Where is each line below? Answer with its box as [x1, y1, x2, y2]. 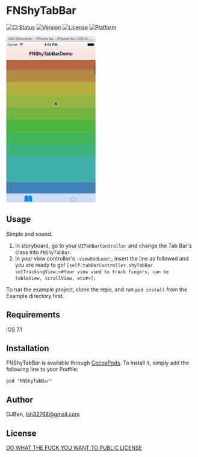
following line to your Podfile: [6, 366, 79, 373]
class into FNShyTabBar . [14, 248, 72, 256]
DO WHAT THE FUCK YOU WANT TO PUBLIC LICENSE [6, 444, 143, 451]
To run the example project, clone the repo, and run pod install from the [6, 285, 188, 293]
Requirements [6, 310, 60, 320]
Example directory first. [6, 292, 64, 299]
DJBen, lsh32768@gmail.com [6, 410, 80, 418]
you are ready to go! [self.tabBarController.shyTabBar [14, 261, 153, 268]
